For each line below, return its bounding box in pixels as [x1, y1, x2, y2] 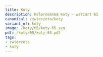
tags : [5, 35, 16, 40]
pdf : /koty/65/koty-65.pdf [5, 30, 61, 35]
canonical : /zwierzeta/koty [5, 16, 63, 21]
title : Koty [5, 7, 30, 12]
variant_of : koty [5, 21, 41, 26]
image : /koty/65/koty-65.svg [5, 26, 65, 31]
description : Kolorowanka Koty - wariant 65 [5, 12, 99, 17]
